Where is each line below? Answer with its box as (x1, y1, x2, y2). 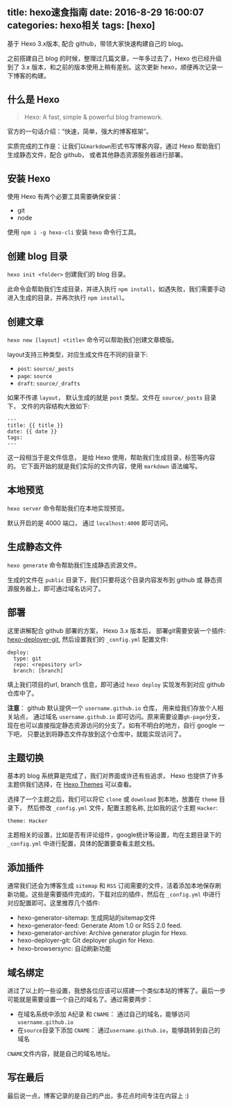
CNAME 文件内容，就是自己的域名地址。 (7, 1049, 114, 1057)
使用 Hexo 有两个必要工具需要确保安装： (7, 192, 123, 201)
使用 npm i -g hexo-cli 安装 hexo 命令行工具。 (7, 228, 141, 236)
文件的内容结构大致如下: (20, 402, 90, 411)
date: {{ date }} (7, 428, 58, 436)
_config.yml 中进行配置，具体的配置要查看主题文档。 (7, 839, 159, 848)
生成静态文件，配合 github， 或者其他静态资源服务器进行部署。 (7, 150, 187, 158)
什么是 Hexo (7, 94, 60, 106)
